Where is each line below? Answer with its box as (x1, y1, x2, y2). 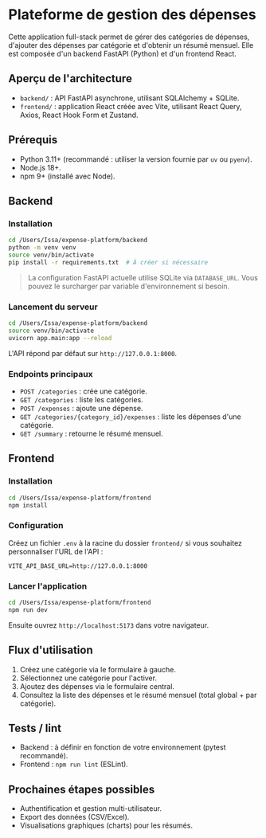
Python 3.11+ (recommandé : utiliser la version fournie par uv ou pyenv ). (19, 154, 252, 164)
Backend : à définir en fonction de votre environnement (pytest (19, 742, 226, 752)
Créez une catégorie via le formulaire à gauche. (19, 664, 177, 674)
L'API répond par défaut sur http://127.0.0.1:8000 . (8, 348, 178, 358)
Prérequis (8, 133, 58, 147)
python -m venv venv (8, 244, 77, 252)
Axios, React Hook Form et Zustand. (19, 110, 139, 119)
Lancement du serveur (8, 301, 98, 312)
